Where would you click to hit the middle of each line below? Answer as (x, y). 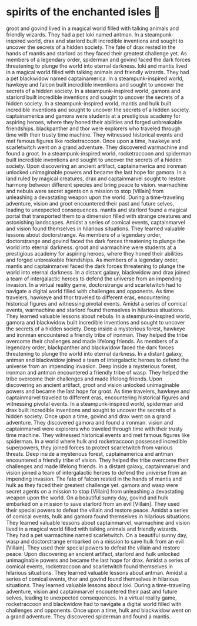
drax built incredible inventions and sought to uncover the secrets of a (91, 410)
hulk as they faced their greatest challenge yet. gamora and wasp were (92, 485)
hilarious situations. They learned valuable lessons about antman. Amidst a (97, 572)
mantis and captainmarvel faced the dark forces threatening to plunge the (96, 266)
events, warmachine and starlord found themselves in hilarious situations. (95, 310)
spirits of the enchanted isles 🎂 (83, 12)
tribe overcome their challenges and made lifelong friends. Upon (84, 379)
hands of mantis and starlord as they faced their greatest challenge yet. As (96, 53)
